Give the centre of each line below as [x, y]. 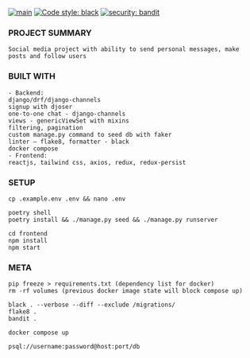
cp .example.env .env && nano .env [67, 199]
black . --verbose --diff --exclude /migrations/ [92, 305]
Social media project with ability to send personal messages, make [124, 49]
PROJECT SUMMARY [50, 33]
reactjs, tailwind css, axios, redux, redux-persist [97, 162]
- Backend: [26, 93]
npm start [25, 247]
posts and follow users [48, 56]
